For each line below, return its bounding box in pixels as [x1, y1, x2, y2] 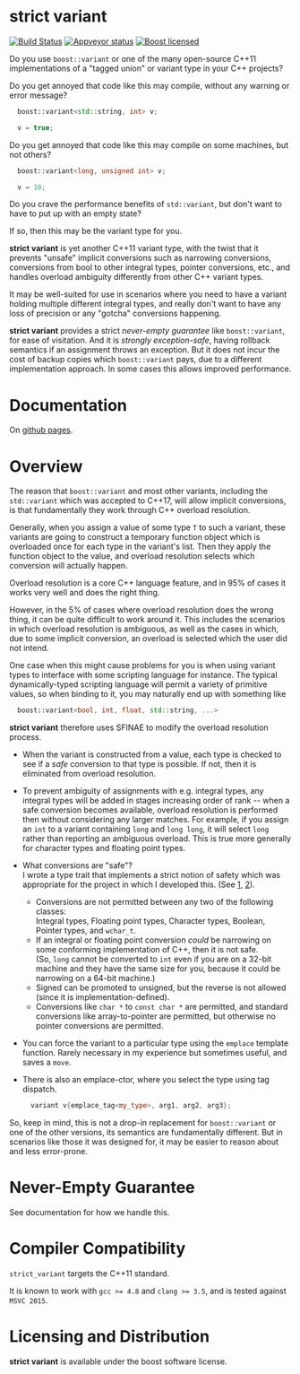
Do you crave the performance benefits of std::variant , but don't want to [9, 199, 282, 210]
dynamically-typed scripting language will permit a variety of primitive [9, 679, 268, 690]
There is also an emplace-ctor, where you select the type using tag [21, 1074, 270, 1085]
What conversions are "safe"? [21, 860, 133, 871]
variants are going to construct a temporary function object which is [9, 532, 261, 543]
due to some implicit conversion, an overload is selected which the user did [9, 633, 288, 644]
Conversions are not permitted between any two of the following [35, 897, 274, 908]
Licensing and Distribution [9, 1326, 210, 1347]
